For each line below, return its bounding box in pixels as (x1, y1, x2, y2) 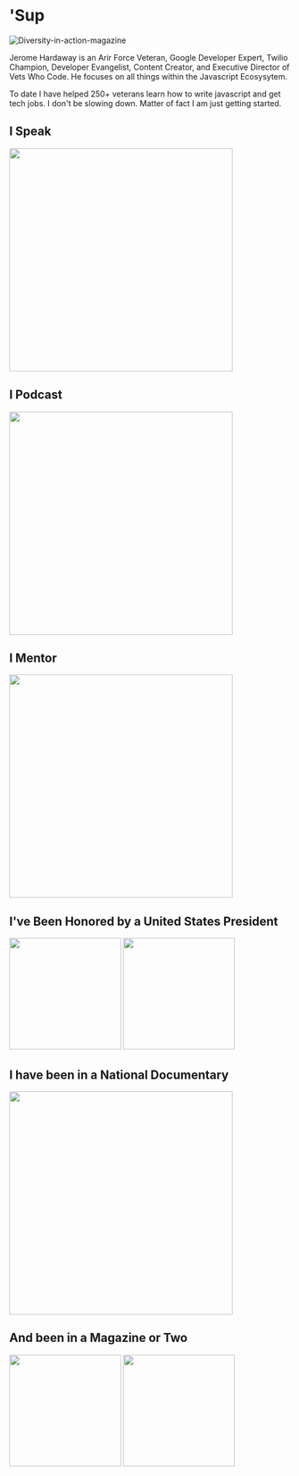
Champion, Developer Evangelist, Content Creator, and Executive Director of (9, 62, 290, 72)
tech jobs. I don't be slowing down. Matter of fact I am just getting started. (9, 97, 282, 108)
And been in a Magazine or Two (9, 1330, 188, 1346)
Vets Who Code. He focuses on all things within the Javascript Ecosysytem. (9, 71, 288, 81)
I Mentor (9, 650, 57, 665)
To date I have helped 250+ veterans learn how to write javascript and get (9, 88, 281, 99)
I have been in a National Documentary (9, 1067, 229, 1082)
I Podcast (9, 388, 62, 403)
